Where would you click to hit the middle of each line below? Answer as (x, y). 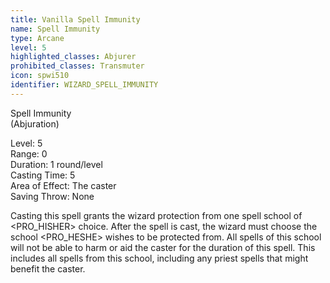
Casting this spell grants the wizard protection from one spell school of (156, 215)
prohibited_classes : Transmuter (77, 66)
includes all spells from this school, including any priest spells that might (159, 258)
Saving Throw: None (52, 196)
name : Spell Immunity (55, 29)
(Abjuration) (35, 123)
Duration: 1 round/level (56, 164)
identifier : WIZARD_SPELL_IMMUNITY (84, 85)
